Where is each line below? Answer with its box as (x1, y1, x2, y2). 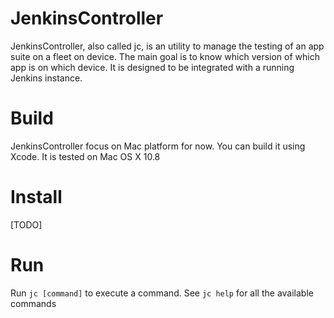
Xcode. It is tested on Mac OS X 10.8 (10, 150, 161, 162)
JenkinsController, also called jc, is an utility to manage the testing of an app (10, 40, 325, 52)
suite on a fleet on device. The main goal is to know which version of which (10, 50, 320, 62)
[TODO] (10, 218, 43, 231)
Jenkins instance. (10, 72, 83, 84)
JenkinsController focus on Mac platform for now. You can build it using (10, 140, 306, 152)
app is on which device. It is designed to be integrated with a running (10, 61, 295, 73)
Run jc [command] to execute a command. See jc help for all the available (10, 287, 314, 299)
